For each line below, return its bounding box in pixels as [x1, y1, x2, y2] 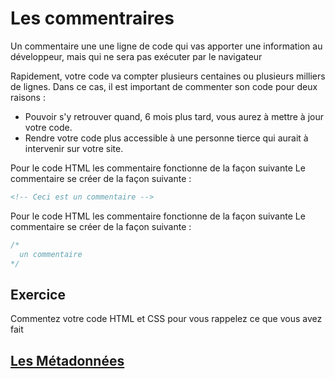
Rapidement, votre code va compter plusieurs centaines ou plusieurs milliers [10, 70, 326, 82]
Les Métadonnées [10, 352, 125, 369]
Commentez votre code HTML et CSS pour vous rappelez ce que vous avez [10, 313, 323, 325]
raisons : [10, 91, 46, 103]
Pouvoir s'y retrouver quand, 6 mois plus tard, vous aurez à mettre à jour [24, 110, 325, 122]
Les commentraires [10, 7, 175, 30]
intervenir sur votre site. [24, 142, 124, 154]
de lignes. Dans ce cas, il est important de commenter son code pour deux [10, 80, 318, 92]
